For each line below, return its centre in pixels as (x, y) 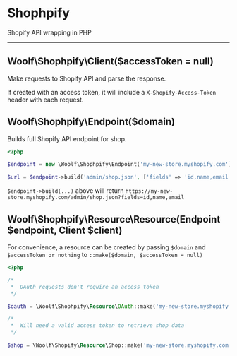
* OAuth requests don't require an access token (85, 287)
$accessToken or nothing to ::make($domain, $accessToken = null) (105, 255)
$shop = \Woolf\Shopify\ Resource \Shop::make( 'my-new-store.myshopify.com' (120, 345)
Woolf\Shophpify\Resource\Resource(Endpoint (114, 219)
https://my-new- (149, 191)
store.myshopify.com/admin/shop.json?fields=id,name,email (96, 198)
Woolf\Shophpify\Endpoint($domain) (91, 122)
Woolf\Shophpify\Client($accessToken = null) (110, 61)
